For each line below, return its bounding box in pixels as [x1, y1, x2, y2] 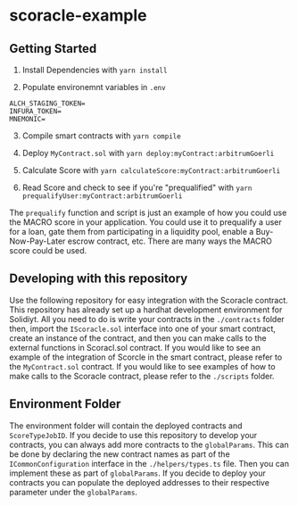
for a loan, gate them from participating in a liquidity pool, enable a [9, 227, 254, 236]
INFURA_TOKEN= [9, 107, 62, 116]
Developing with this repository [9, 271, 188, 286]
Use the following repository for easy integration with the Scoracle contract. [9, 294, 288, 305]
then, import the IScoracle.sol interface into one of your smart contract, [9, 323, 277, 334]
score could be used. [9, 245, 87, 255]
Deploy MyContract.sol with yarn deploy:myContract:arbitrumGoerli [21, 148, 275, 158]
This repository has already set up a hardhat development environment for [9, 304, 283, 315]
